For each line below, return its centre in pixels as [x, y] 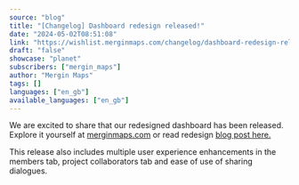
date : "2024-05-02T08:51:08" [63, 34]
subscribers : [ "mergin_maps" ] [65, 68]
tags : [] [25, 84]
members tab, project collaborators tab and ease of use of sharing [131, 162]
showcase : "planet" [45, 59]
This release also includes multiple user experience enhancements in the [143, 152]
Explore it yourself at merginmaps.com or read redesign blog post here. [140, 135]
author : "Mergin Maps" [51, 76]
